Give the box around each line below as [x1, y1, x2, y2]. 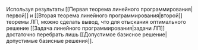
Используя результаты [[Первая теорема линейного [6, 6, 140, 12]
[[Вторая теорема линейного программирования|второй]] [34, 12, 183, 19]
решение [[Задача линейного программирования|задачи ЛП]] [6, 24, 165, 32]
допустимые [6, 37, 38, 44]
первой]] [6, 12, 29, 19]
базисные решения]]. [39, 37, 93, 44]
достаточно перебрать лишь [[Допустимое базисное [6, 31, 142, 38]
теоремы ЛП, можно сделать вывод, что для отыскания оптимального [6, 18, 186, 25]
